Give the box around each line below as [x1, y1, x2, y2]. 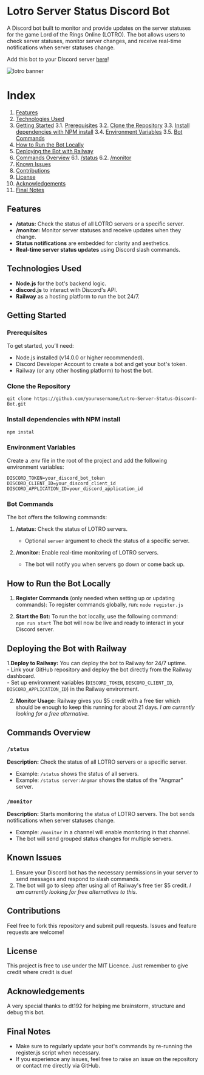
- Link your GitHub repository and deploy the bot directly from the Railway [7, 666, 192, 673]
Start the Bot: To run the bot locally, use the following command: [15, 613, 178, 620]
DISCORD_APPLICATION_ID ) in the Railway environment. [7, 685, 140, 693]
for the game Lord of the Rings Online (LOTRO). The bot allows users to [7, 30, 186, 38]
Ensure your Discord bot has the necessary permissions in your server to [15, 868, 199, 876]
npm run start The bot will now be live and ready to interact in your [15, 619, 185, 627]
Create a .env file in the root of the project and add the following [7, 457, 168, 465]
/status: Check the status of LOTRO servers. [15, 525, 128, 533]
